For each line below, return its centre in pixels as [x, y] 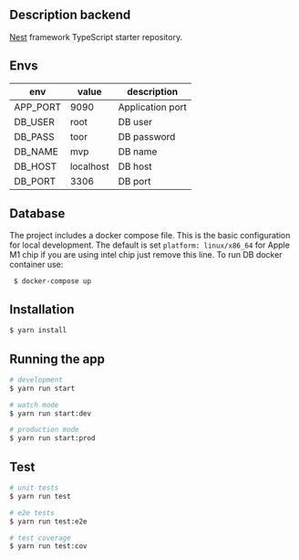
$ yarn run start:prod [52, 438]
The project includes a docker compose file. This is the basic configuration [150, 236]
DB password [147, 136]
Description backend [70, 15]
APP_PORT [38, 107]
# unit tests [34, 488]
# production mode [44, 430]
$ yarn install [38, 331]
